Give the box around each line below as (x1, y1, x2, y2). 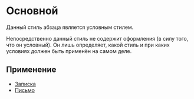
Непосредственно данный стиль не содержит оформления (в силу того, (6, 35, 189, 42)
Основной (6, 4, 58, 18)
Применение (6, 65, 57, 75)
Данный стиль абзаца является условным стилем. (6, 24, 134, 31)
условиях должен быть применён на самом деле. (6, 47, 132, 54)
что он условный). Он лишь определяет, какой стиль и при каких (6, 41, 170, 48)
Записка (14, 80, 37, 87)
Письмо (14, 87, 35, 94)
